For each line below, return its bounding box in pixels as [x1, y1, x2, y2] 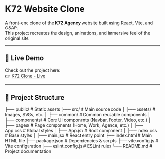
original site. [5, 35, 30, 41]
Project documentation [5, 148, 52, 154]
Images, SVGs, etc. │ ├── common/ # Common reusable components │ [5, 111, 151, 117]
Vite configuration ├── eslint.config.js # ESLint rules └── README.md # [5, 143, 153, 149]
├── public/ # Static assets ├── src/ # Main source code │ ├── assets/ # [5, 106, 156, 112]
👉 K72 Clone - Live [5, 73, 46, 79]
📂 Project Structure [5, 93, 65, 102]
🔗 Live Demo [5, 54, 44, 62]
